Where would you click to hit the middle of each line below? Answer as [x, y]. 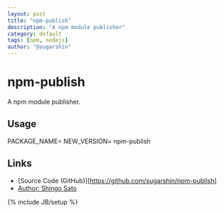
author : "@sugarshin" [39, 47]
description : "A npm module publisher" [66, 27]
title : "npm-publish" [39, 21]
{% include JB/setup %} [43, 202]
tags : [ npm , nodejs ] [38, 40]
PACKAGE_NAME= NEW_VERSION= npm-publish [79, 141]
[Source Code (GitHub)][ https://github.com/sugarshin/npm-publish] [117, 180]
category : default [34, 34]
